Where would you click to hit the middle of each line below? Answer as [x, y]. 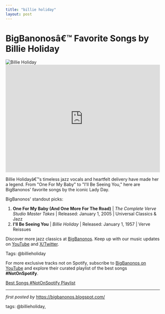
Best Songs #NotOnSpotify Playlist [40, 283]
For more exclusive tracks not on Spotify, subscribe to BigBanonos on [76, 263]
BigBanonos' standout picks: [35, 199]
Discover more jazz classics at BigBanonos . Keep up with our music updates [82, 239]
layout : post [19, 14]
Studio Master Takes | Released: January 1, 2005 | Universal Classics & [84, 214]
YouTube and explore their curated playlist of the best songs [66, 268]
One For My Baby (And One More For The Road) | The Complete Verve [84, 209]
